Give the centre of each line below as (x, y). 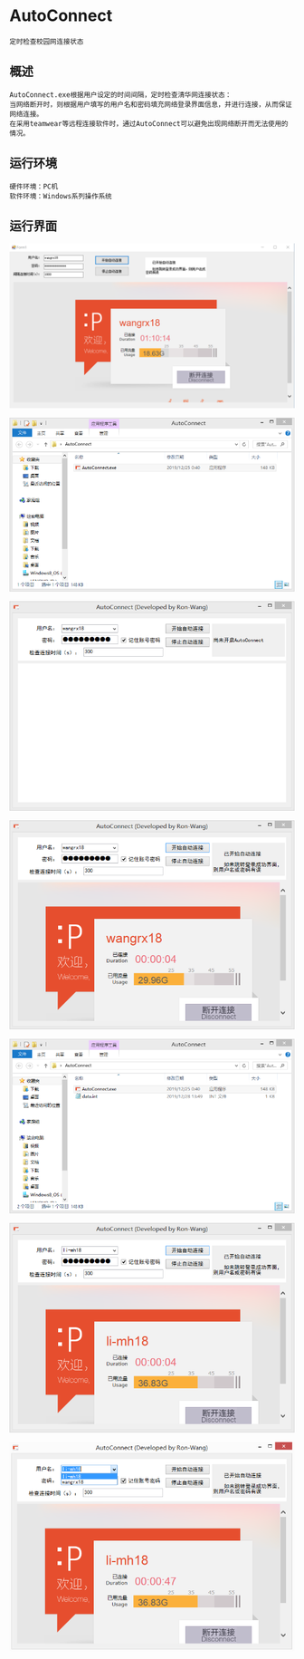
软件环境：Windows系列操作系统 (61, 196)
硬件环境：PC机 (34, 187)
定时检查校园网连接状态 (47, 42)
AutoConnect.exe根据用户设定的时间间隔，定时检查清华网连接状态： (121, 95)
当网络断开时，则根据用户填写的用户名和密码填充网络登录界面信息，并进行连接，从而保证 (151, 104)
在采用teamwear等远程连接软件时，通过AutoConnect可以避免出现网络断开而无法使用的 (149, 123)
